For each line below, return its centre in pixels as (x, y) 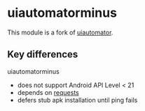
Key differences (43, 54)
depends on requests (48, 92)
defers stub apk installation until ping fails (77, 100)
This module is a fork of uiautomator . (60, 32)
